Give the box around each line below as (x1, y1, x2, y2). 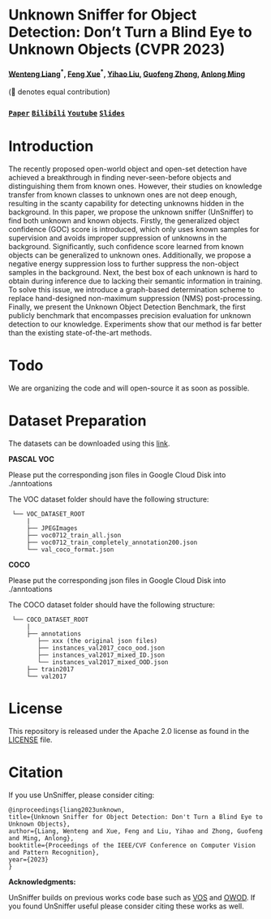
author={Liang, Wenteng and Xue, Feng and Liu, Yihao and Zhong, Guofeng (8, 826, 264, 835)
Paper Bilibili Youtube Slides (8, 108, 126, 118)
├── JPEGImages (26, 524, 79, 533)
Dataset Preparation (8, 412, 147, 430)
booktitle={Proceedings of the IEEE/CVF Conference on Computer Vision (8, 841, 256, 849)
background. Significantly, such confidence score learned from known (8, 241, 244, 251)
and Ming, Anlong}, (8, 834, 75, 842)
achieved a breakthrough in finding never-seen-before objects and (8, 172, 232, 182)
